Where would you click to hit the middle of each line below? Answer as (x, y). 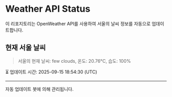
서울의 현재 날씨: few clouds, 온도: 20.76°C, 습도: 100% (74, 61)
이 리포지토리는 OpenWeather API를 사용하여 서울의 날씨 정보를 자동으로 (78, 23)
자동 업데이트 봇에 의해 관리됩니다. (39, 89)
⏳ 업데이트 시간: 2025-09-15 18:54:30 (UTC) (51, 71)
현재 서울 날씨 (26, 48)
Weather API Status (48, 9)
